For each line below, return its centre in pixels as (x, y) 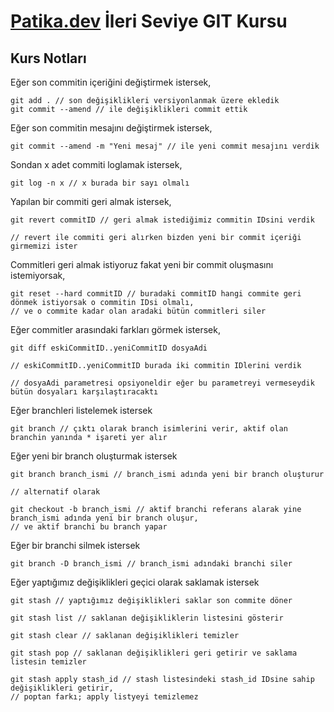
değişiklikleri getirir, (62, 688)
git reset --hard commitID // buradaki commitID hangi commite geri (156, 294)
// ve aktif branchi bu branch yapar (89, 527)
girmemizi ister (44, 246)
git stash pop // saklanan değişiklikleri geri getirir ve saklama (154, 653)
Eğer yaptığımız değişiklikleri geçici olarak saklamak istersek (135, 582)
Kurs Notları (48, 58)
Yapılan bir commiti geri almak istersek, (91, 201)
